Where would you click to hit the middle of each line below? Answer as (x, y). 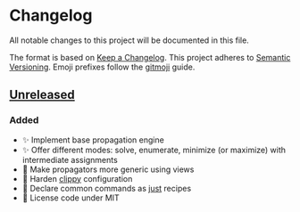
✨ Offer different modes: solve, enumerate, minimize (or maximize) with (154, 150)
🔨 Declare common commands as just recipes (107, 188)
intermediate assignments (70, 159)
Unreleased (42, 95)
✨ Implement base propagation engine (93, 140)
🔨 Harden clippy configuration (77, 178)
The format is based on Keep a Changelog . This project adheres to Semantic (150, 57)
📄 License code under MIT (71, 198)
